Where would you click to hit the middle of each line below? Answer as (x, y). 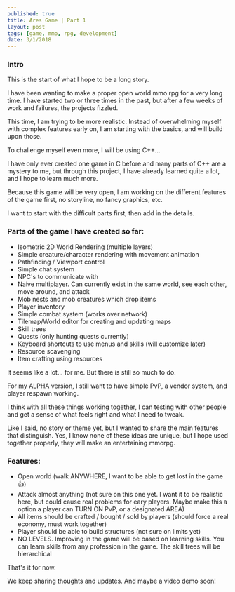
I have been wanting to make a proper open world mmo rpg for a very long (115, 93)
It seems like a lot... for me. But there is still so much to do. (92, 372)
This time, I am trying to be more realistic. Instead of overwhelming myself (114, 122)
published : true (31, 14)
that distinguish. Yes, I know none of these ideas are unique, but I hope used (118, 435)
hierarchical (34, 554)
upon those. (25, 137)
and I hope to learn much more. (53, 179)
